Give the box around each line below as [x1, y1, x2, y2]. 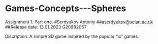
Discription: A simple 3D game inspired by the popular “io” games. [5, 33, 139, 39]
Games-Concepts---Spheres [5, 3, 126, 14]
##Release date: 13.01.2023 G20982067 [5, 24, 87, 29]
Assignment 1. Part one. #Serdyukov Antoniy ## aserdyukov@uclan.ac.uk [5, 19, 154, 25]
